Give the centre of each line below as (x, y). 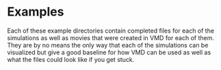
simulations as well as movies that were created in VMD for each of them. (110, 37)
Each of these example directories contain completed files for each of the (110, 31)
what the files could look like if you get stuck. (71, 59)
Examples (36, 12)
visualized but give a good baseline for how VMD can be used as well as (109, 52)
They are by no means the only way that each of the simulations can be (108, 45)
